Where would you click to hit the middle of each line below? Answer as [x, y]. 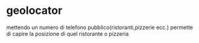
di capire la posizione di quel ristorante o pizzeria [67, 33]
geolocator [34, 11]
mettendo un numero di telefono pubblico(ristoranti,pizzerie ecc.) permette [100, 27]
